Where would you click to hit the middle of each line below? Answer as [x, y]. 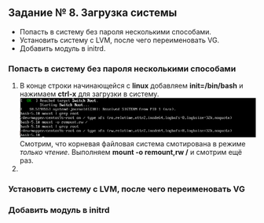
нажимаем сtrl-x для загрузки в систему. [89, 94]
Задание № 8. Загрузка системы [93, 13]
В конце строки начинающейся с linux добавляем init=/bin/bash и [131, 86]
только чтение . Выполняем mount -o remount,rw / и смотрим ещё [130, 152]
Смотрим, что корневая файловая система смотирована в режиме [132, 143]
